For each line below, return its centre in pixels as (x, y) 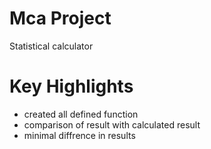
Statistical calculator (51, 46)
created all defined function (81, 114)
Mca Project (60, 18)
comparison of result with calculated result (112, 124)
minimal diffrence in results (79, 135)
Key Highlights (71, 86)
